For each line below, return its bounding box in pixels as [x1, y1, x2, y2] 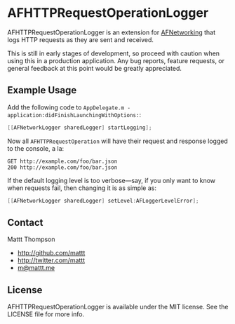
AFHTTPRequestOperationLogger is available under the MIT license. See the [7, 303, 229, 311]
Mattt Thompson [7, 235, 55, 243]
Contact [7, 216, 43, 229]
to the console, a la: [7, 144, 65, 152]
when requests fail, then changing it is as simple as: [7, 184, 156, 192]
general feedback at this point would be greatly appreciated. [7, 64, 182, 72]
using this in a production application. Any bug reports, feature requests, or [7, 56, 225, 65]
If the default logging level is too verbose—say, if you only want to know [7, 176, 216, 184]
